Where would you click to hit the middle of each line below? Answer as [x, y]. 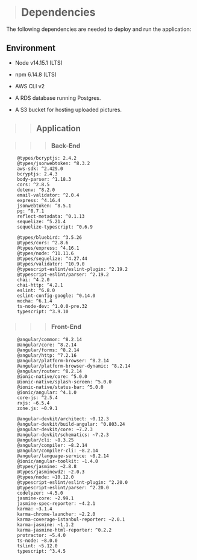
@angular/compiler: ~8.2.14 [52, 445]
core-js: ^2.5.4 [38, 398]
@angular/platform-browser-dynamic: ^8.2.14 [74, 366]
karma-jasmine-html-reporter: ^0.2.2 [64, 530]
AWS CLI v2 [30, 86]
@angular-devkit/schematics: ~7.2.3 [63, 435]
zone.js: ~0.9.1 [38, 408]
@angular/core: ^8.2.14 [47, 345]
